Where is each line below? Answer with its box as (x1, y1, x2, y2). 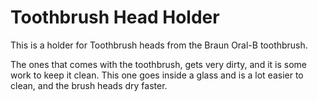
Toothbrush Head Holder (10, 6, 220, 29)
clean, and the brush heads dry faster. (10, 79, 168, 91)
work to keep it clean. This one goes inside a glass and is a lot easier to (10, 69, 304, 81)
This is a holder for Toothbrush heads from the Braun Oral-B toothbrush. (10, 39, 308, 51)
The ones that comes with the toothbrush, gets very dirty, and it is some (10, 58, 307, 70)
